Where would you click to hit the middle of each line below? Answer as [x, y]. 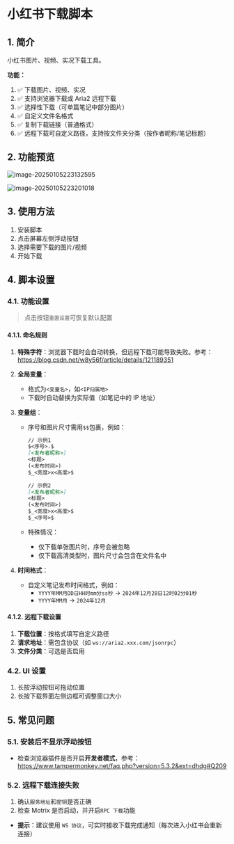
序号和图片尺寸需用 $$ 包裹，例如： [77, 427]
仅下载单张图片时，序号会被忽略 [84, 546]
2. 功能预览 [31, 157]
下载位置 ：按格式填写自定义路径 [63, 634]
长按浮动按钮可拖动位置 [51, 687]
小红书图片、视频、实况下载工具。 [56, 60]
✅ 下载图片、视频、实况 [51, 90]
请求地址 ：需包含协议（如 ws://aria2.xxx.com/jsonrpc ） [98, 643]
